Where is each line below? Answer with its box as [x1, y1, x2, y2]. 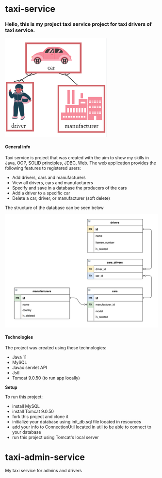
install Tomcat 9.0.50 [12, 408, 54, 415]
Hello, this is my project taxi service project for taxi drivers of [5, 21, 152, 28]
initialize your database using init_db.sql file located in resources [12, 419, 142, 425]
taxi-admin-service [5, 452, 85, 462]
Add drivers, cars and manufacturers [12, 174, 86, 180]
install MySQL [12, 403, 40, 409]
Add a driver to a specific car [12, 190, 70, 196]
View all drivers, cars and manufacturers [12, 179, 93, 186]
